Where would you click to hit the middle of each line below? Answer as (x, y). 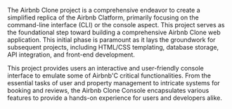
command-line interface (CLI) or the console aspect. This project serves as (116, 25)
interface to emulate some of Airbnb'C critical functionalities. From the (109, 75)
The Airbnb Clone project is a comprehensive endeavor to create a (104, 10)
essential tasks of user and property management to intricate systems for (114, 83)
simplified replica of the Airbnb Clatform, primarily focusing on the (103, 17)
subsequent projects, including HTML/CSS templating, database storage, (113, 47)
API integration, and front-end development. (71, 54)
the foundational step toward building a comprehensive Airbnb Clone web (114, 32)
